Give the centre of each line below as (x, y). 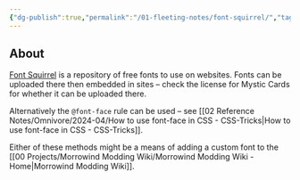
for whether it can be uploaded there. (78, 94)
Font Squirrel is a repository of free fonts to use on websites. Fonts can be (146, 75)
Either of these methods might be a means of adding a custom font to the (144, 147)
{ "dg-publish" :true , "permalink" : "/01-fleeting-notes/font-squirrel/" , (143, 17)
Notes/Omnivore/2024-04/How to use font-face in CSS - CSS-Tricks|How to (150, 120)
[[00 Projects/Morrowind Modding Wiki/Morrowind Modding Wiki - (132, 157)
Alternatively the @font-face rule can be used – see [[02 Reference (132, 111)
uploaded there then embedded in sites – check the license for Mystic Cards (150, 85)
